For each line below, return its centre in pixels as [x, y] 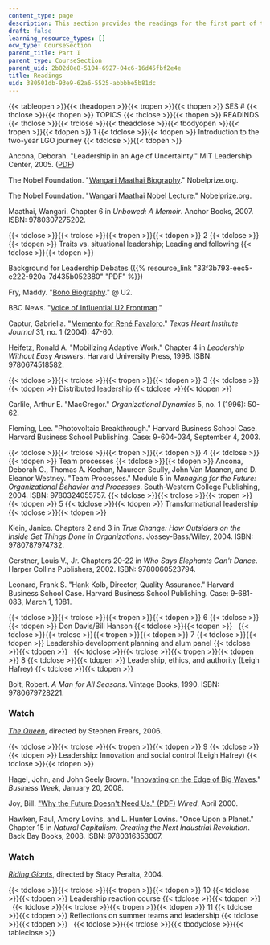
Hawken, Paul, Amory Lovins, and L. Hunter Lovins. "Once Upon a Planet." [131, 819]
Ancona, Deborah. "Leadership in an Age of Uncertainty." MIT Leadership [130, 156]
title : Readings [35, 76]
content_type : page [41, 16]
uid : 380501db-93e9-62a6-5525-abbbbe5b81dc [82, 83]
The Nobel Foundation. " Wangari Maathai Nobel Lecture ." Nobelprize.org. [130, 195]
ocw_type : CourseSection [50, 46]
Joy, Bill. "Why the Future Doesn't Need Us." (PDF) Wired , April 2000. [123, 803]
